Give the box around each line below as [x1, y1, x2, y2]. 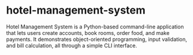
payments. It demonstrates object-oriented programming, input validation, [6, 35, 187, 43]
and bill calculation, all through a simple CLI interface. [6, 42, 138, 49]
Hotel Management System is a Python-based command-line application [6, 23, 184, 30]
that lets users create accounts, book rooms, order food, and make [6, 29, 170, 36]
